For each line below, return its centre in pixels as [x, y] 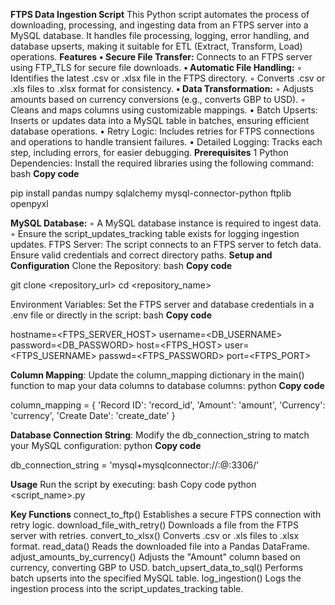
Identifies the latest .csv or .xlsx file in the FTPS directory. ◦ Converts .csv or [168, 78]
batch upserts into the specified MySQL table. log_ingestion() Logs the [156, 578]
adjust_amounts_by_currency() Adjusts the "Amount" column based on [155, 557]
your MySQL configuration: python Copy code [106, 445]
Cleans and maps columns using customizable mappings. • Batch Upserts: [164, 110]
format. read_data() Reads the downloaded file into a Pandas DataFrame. [160, 546]
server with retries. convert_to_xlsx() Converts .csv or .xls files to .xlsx [155, 535]
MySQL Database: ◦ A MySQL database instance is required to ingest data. [166, 223]
